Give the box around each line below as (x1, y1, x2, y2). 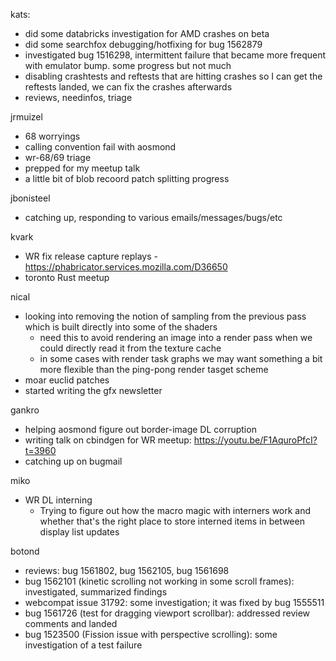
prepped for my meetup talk (24, 162, 141, 174)
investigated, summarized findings (24, 586, 168, 598)
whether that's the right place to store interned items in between (39, 515, 305, 527)
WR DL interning (24, 494, 93, 506)
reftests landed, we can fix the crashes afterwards (24, 81, 233, 93)
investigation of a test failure (24, 639, 143, 651)
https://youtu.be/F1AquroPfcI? (193, 434, 318, 446)
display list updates (39, 526, 120, 538)
